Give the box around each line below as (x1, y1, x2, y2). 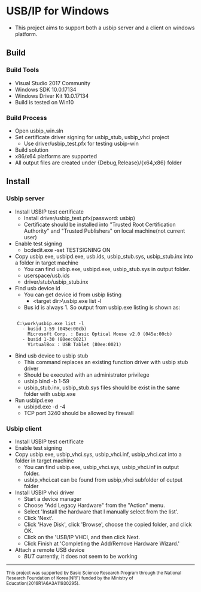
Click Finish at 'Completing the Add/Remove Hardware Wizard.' (23, 540, 180, 547)
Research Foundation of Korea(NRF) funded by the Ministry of (6, 575, 133, 581)
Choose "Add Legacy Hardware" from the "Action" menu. (23, 501, 166, 509)
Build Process (6, 113, 47, 122)
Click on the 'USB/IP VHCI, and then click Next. (23, 533, 141, 540)
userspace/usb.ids (23, 272, 70, 279)
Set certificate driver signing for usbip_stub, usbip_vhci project (14, 133, 169, 140)
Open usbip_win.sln (14, 127, 64, 134)
